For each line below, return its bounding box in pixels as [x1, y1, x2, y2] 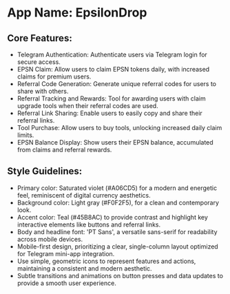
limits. [17, 131, 34, 139]
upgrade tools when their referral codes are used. [17, 102, 158, 109]
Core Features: [7, 32, 72, 44]
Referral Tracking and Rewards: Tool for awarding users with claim [17, 94, 206, 103]
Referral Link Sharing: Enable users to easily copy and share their [17, 109, 203, 117]
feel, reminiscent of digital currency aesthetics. [17, 191, 151, 199]
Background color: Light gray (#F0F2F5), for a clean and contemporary [17, 198, 219, 207]
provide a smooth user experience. [17, 279, 117, 287]
